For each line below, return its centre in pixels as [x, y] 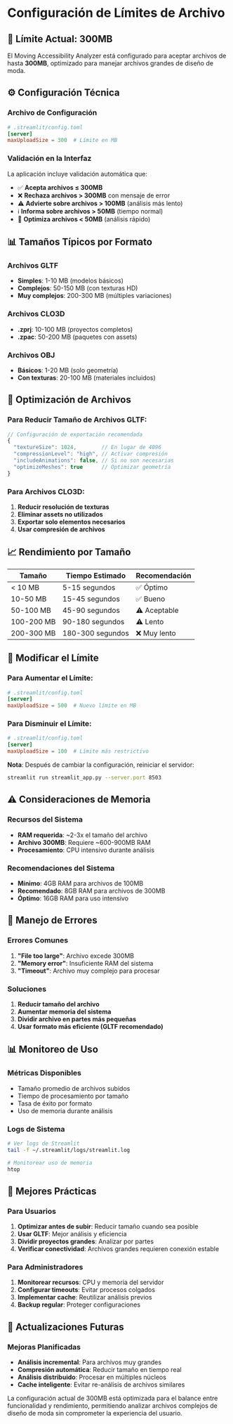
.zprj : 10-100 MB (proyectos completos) [75, 329]
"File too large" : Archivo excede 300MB [76, 956]
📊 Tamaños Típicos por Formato [80, 242]
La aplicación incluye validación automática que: [77, 174]
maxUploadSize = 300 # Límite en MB [62, 141]
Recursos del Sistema [45, 820]
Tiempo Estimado [96, 576]
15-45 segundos [91, 599]
